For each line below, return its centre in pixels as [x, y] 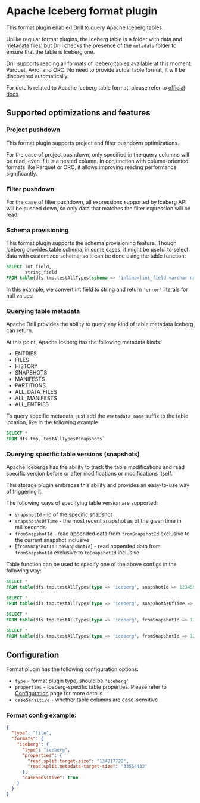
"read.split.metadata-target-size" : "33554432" [87, 767]
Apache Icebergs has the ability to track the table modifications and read [96, 467]
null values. [20, 295]
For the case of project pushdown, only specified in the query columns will [98, 154]
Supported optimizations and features [78, 113]
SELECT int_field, [29, 267]
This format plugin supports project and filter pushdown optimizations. [93, 143]
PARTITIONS [30, 385]
